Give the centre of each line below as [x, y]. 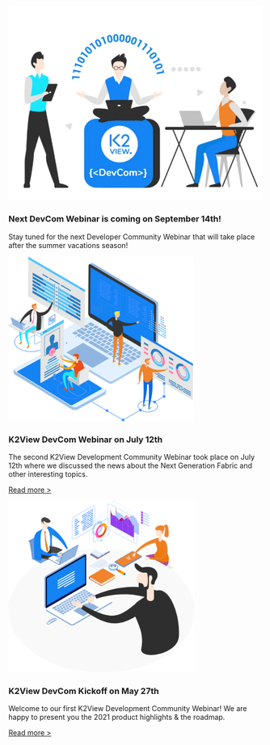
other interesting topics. [48, 474]
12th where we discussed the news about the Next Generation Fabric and [131, 465]
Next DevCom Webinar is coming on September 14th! [115, 219]
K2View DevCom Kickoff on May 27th [84, 691]
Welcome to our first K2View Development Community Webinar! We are [128, 708]
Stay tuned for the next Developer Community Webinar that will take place [132, 237]
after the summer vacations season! [68, 245]
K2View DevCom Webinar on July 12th [86, 440]
